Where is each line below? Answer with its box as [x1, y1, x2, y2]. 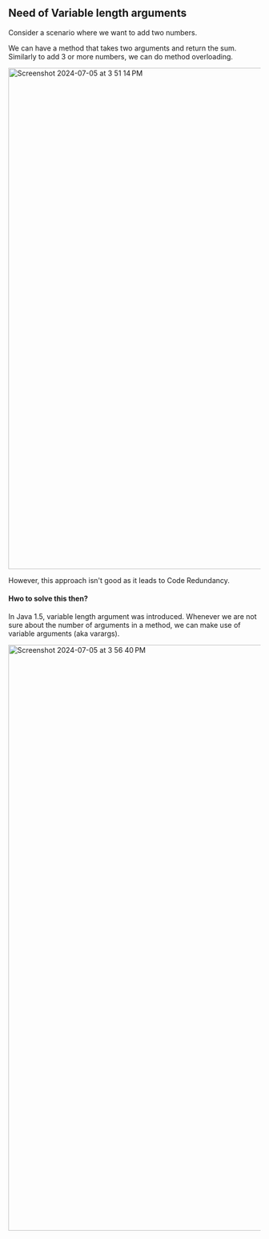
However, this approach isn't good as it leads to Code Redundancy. [8, 575, 231, 585]
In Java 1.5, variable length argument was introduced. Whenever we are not [8, 612, 257, 622]
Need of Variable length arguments [8, 6, 187, 20]
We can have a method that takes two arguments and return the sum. [8, 43, 237, 53]
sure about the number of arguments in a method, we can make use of [8, 621, 241, 630]
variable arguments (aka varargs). [8, 629, 120, 638]
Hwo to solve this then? [8, 593, 88, 604]
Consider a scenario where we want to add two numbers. [8, 27, 198, 37]
